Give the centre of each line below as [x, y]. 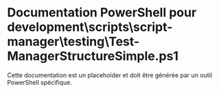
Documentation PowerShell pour [102, 13]
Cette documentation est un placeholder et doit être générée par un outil [110, 75]
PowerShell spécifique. [39, 82]
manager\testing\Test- [73, 42]
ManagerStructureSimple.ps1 [93, 56]
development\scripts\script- [90, 27]
